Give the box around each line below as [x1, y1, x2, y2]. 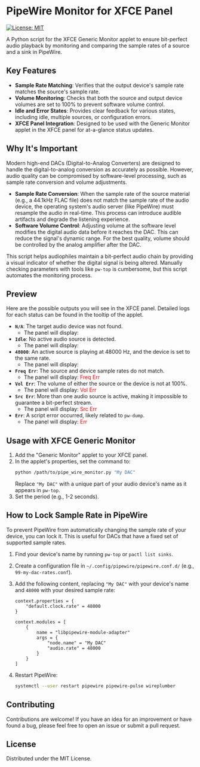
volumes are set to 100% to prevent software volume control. [14, 101, 165, 108]
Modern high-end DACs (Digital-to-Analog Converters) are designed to [6, 159, 181, 166]
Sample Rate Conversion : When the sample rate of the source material [14, 190, 190, 197]
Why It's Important [6, 144, 78, 154]
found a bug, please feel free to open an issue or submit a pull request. [6, 721, 181, 729]
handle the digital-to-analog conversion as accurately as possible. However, [6, 166, 193, 173]
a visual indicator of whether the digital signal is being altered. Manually [6, 259, 183, 266]
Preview [6, 289, 38, 299]
